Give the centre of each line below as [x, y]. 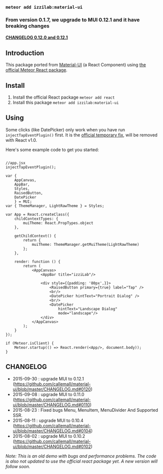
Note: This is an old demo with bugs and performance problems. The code [81, 456]
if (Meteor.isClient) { [30, 343]
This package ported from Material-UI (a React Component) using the [76, 65]
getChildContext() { [35, 236]
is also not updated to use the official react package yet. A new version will [82, 461]
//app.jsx [16, 163]
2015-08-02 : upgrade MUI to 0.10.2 [49, 436]
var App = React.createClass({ [37, 214]
